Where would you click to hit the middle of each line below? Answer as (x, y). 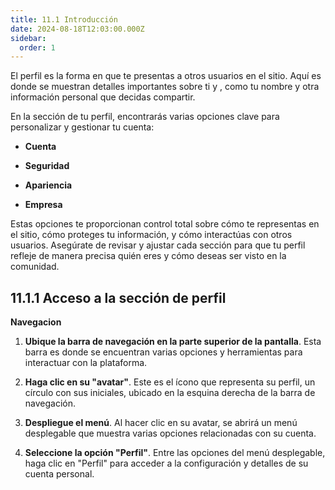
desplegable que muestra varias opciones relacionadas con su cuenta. (170, 433)
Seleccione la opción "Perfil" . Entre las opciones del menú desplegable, (175, 453)
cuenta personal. (59, 474)
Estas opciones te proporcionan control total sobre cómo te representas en (165, 224)
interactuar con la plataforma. (86, 363)
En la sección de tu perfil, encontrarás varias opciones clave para (145, 117)
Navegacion (36, 322)
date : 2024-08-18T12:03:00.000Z (77, 29)
